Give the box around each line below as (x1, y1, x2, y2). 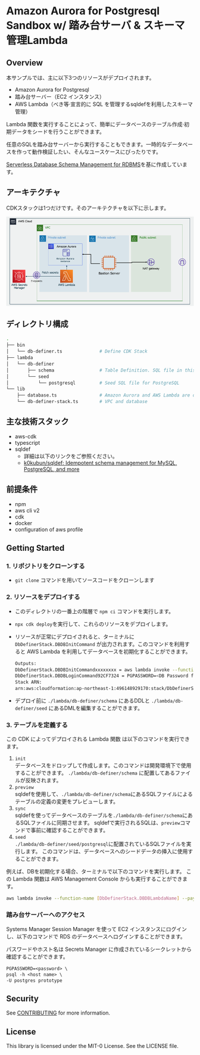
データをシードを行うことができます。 (11, 128, 105, 135)
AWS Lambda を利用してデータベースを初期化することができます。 (26, 648, 191, 655)
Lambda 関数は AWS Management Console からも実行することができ (12, 875, 183, 882)
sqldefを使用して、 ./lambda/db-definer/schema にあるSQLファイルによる (14, 791, 193, 798)
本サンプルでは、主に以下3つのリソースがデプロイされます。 (6, 74, 155, 81)
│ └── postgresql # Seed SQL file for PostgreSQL (6, 380, 180, 386)
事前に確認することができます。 (30, 826, 109, 834)
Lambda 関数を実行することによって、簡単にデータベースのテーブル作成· (6, 121, 185, 127)
